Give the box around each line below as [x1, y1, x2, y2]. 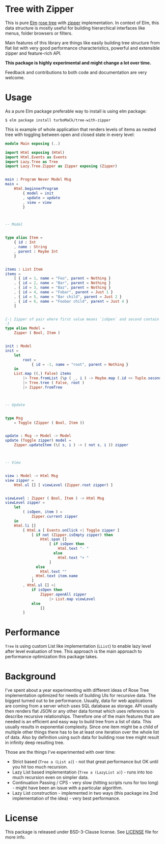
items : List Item [5, 267, 43, 272]
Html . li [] [14, 523, 36, 528]
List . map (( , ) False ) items [14, 371, 71, 376]
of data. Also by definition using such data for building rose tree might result [5, 735, 160, 740]
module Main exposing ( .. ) [5, 141, 60, 146]
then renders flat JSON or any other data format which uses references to [5, 708, 155, 714]
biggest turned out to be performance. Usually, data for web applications [5, 698, 153, 703]
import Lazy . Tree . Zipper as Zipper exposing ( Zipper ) [5, 164, 118, 169]
